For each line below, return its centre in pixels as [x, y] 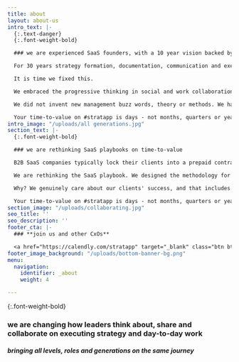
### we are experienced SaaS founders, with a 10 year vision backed [119, 53]
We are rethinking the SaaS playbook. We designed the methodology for [122, 175]
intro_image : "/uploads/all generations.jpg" [76, 124]
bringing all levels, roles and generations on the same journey [101, 350]
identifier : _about [49, 273]
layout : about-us [33, 21]
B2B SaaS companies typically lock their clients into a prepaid [113, 163]
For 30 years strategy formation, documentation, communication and [117, 66]
